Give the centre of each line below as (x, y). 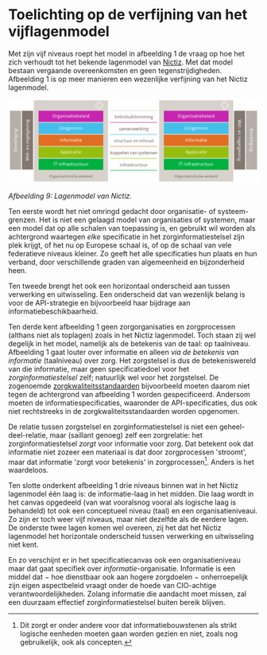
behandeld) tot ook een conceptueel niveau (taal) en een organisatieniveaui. (133, 511)
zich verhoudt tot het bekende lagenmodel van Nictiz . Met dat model (120, 62)
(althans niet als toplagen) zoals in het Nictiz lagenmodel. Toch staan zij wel (132, 335)
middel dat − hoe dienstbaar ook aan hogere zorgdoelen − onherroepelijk (128, 577)
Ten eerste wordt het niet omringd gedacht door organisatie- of (112, 211)
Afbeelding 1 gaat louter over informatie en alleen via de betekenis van (124, 352)
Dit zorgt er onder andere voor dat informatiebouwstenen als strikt (128, 626)
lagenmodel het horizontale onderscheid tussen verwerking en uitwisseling (131, 536)
